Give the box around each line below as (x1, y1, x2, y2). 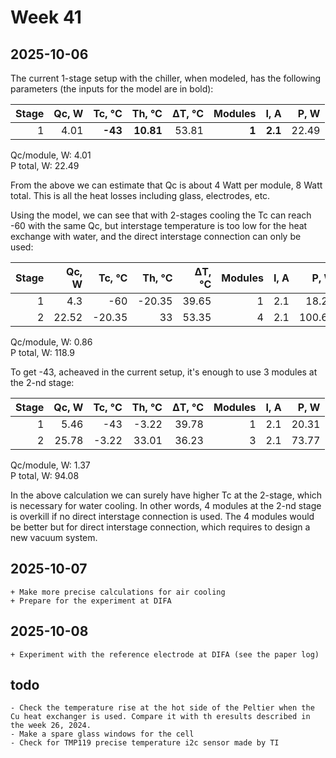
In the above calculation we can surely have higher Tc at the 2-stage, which (10, 489, 323, 501)
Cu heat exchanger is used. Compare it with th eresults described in (10, 712, 311, 722)
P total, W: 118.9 (10, 347, 75, 358)
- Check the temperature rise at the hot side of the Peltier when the (10, 703, 315, 713)
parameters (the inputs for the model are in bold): (10, 83, 214, 95)
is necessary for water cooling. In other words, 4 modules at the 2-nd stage (10, 500, 322, 511)
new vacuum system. (10, 532, 98, 543)
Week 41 (10, 6, 82, 29)
